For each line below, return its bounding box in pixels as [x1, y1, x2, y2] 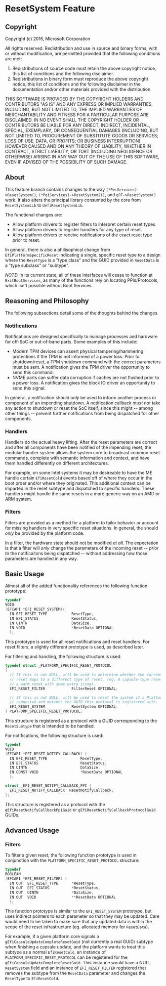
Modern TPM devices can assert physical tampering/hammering [12, 348, 144, 354]
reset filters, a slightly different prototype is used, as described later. [5, 644, 144, 650]
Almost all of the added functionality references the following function [5, 583, 148, 589]
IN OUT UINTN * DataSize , [9, 890, 94, 895]
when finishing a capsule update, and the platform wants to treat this [5, 944, 145, 950]
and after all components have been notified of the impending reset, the [5, 444, 152, 450]
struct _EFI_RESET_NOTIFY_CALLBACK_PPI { [5, 783, 92, 788]
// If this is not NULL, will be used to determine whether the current [9, 673, 163, 678]
